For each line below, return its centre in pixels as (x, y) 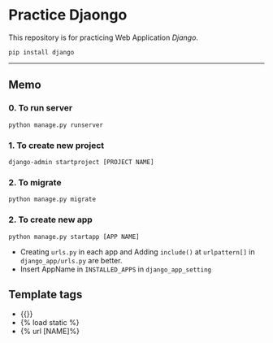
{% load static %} (50, 323)
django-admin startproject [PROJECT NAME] (81, 162)
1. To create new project (56, 145)
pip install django (41, 52)
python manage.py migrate (52, 200)
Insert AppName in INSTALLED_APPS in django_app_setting (116, 269)
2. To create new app (51, 219)
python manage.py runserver (56, 125)
